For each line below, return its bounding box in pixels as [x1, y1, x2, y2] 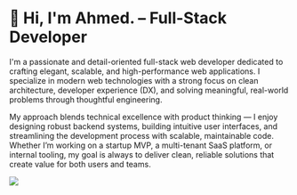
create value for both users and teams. [9, 158, 151, 169]
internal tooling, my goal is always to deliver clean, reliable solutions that [9, 149, 275, 159]
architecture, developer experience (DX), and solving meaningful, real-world [9, 85, 289, 95]
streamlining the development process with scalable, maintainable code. [9, 130, 274, 141]
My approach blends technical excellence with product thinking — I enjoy [9, 111, 278, 122]
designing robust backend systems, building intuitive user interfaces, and [9, 120, 278, 132]
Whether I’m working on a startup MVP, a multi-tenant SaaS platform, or [9, 140, 273, 150]
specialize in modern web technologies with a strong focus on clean [9, 75, 259, 85]
